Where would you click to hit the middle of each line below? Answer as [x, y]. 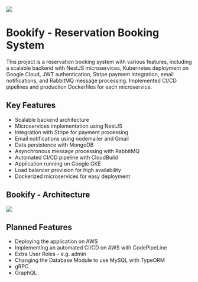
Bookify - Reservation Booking [83, 33]
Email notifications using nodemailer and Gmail [72, 138]
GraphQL [26, 273]
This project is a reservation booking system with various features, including [99, 61]
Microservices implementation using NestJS [69, 126]
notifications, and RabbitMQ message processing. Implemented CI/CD [92, 80]
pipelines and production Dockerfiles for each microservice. [79, 87]
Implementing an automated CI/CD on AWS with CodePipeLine [91, 248]
